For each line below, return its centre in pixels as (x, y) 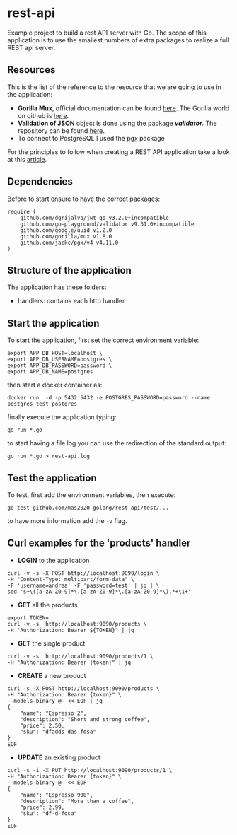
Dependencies (40, 182)
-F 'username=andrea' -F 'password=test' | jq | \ (83, 585)
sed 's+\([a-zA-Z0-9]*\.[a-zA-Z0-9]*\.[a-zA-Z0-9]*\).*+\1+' (99, 592)
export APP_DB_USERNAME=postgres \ (60, 360)
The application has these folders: (57, 287)
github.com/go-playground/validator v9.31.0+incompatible (107, 224)
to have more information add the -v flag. (67, 521)
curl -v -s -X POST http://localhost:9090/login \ (83, 573)
